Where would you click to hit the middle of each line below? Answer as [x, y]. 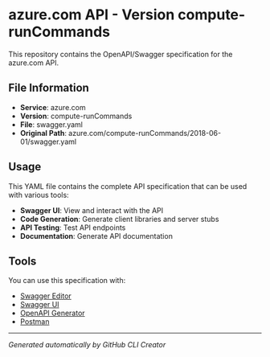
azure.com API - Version [92, 15]
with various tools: [39, 195]
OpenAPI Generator [53, 313]
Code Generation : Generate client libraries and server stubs [119, 219]
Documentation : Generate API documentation [96, 236]
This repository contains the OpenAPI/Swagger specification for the [121, 54]
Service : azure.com [53, 107]
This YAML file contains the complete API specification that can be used [128, 186]
